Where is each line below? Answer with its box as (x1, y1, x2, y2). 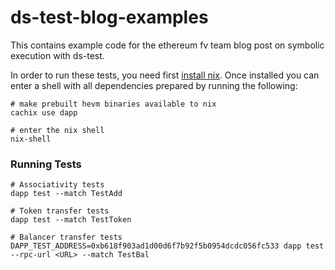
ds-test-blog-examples (10, 6, 209, 29)
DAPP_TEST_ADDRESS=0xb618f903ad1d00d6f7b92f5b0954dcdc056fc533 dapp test (10, 241, 325, 251)
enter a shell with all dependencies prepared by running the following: (10, 79, 298, 91)
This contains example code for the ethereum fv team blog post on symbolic (10, 39, 325, 51)
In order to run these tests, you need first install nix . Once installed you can (10, 69, 320, 81)
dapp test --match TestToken (10, 215, 132, 225)
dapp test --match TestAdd (10, 189, 123, 199)
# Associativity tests (10, 180, 105, 190)
